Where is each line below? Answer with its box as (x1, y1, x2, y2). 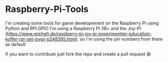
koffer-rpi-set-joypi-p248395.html (5, 36, 76, 42)
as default (5, 41, 26, 47)
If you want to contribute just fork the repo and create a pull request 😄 (5, 51, 151, 57)
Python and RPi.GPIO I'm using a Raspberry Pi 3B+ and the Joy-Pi (5, 25, 141, 31)
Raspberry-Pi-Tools (5, 3, 89, 15)
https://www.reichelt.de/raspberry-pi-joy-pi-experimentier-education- (7, 30, 152, 36)
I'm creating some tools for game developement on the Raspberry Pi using (5, 20, 159, 26)
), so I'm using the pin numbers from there (75, 36, 163, 42)
